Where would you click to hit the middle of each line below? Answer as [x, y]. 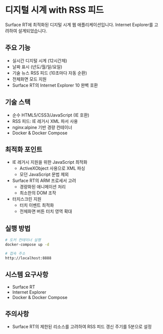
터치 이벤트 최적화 [37, 205]
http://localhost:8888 [28, 258]
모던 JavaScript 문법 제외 [44, 175]
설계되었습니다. [33, 30]
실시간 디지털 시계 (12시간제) [40, 61]
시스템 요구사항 [27, 275]
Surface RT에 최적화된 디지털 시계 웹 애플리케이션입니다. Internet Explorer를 [79, 25]
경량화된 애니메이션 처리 [43, 187]
